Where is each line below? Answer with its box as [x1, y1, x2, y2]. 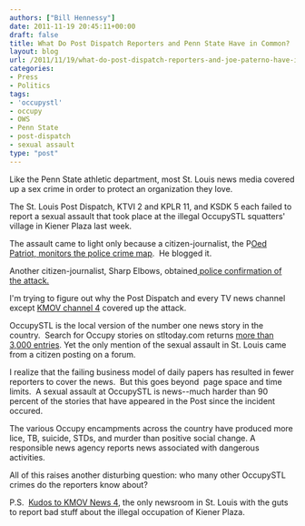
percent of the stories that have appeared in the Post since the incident [9, 395, 275, 406]
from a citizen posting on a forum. [9, 349, 136, 359]
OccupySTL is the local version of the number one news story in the [9, 319, 264, 330]
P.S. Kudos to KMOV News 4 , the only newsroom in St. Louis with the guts [9, 497, 289, 508]
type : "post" [9, 148, 59, 157]
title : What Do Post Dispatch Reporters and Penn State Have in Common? [9, 38, 290, 48]
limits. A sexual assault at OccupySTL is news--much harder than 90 [9, 386, 269, 397]
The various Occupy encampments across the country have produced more [9, 422, 293, 433]
